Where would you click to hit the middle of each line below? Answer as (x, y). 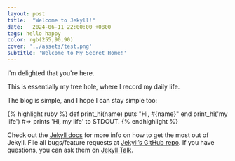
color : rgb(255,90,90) (40, 40)
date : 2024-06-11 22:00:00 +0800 (59, 27)
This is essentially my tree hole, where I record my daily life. (94, 86)
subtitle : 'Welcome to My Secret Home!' (67, 53)
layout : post (26, 14)
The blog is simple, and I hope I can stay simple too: (82, 100)
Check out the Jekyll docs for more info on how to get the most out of (108, 135)
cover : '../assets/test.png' (50, 46)
